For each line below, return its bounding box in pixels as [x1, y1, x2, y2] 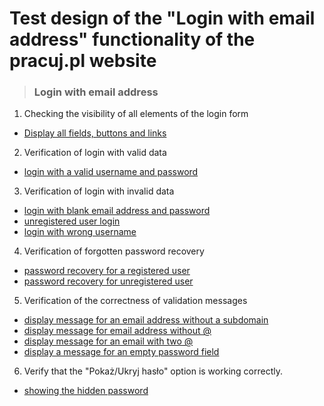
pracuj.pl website [9, 50, 157, 72]
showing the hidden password [23, 385, 149, 397]
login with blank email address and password [23, 205, 211, 217]
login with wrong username [23, 226, 137, 238]
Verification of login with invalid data [23, 185, 175, 197]
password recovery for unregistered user [23, 275, 194, 287]
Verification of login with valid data [23, 147, 167, 159]
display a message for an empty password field [23, 346, 220, 358]
